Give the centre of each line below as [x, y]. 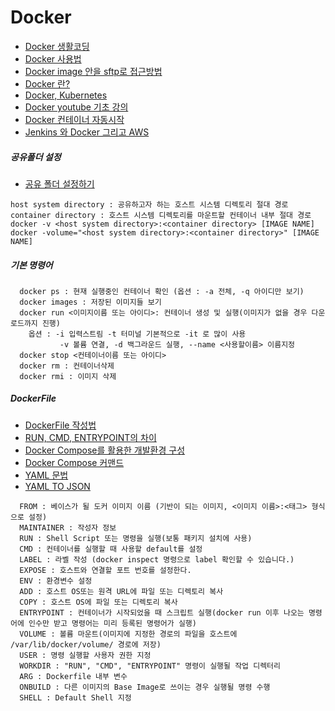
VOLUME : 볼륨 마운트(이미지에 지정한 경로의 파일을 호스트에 [128, 634]
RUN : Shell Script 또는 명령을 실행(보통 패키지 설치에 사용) [136, 538]
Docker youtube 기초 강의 [76, 107]
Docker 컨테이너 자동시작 [74, 119]
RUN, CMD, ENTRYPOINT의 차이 [90, 437]
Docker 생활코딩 [57, 46]
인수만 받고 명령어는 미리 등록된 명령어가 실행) [112, 623]
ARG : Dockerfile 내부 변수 [73, 676]
